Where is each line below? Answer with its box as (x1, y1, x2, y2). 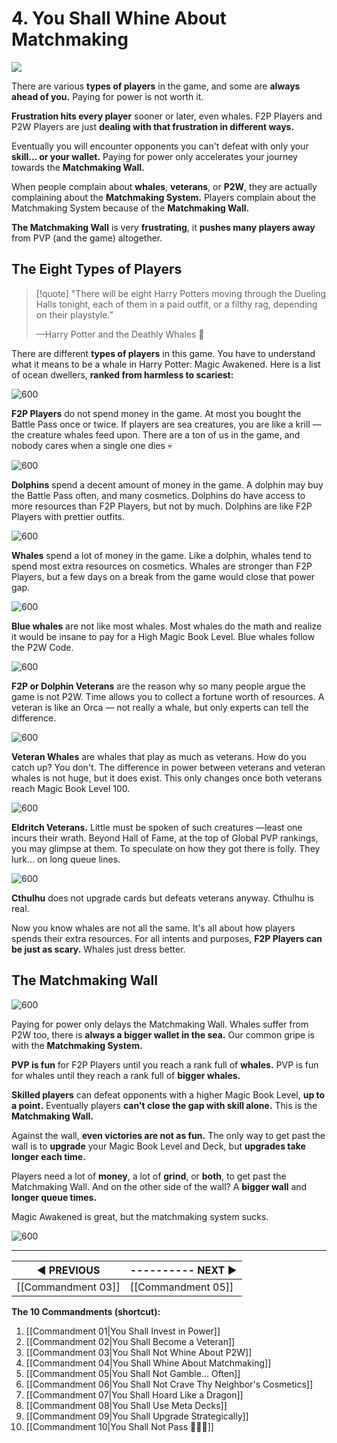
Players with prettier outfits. (11, 510, 126, 522)
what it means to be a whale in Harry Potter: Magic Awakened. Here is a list (11, 358, 321, 370)
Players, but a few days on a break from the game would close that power (11, 570, 316, 582)
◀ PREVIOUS (36, 1263, 101, 1277)
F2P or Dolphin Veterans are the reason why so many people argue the (11, 680, 306, 692)
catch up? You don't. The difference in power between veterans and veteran (11, 761, 326, 773)
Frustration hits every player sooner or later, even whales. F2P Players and (11, 110, 323, 122)
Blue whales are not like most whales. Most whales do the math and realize (11, 620, 323, 632)
